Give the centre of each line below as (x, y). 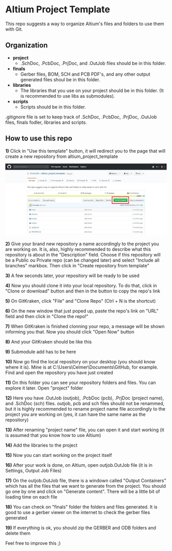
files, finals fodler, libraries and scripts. (46, 122)
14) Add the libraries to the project (41, 445)
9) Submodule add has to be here (41, 352)
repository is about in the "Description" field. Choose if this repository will (83, 255)
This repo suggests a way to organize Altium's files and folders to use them (85, 24)
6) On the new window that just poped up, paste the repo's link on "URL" (82, 311)
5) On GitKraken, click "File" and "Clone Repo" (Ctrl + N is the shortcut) (81, 301)
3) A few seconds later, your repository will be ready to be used (72, 275)
